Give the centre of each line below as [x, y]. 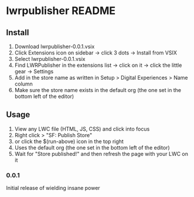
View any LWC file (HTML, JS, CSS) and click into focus [82, 129]
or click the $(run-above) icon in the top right [69, 141]
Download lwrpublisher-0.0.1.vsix [55, 46]
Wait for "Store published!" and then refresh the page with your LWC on [101, 154]
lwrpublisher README [61, 11]
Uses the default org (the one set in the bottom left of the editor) [92, 147]
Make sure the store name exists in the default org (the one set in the [98, 90]
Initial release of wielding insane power [53, 188]
